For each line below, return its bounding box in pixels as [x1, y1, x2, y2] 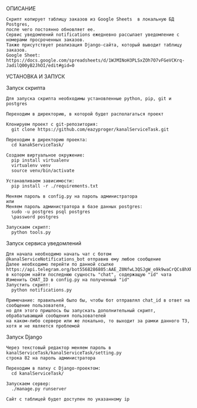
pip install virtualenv [11, 158, 69, 163]
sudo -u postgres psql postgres [11, 209, 91, 215]
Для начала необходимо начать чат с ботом [6, 251, 111, 257]
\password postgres [11, 214, 59, 220]
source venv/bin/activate [11, 168, 75, 173]
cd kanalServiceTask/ [11, 370, 64, 376]
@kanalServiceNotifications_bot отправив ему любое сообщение [6, 256, 161, 262]
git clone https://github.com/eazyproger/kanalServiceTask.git [11, 126, 169, 132]
